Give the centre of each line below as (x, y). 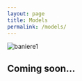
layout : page (26, 14)
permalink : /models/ (37, 27)
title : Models (28, 20)
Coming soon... (41, 68)
